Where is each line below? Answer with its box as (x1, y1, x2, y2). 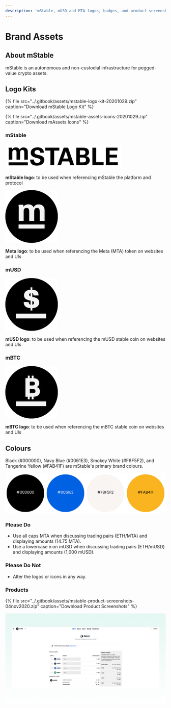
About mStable (5, 51, 54, 60)
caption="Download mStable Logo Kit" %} (5, 104, 94, 110)
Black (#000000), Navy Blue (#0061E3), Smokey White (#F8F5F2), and (5, 458, 154, 464)
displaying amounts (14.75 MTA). (12, 538, 81, 544)
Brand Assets (5, 31, 64, 42)
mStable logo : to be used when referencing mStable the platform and (5, 174, 151, 181)
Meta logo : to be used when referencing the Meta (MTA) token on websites (5, 248, 163, 254)
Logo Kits (5, 85, 37, 94)
